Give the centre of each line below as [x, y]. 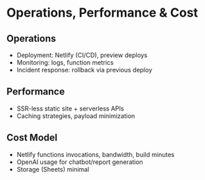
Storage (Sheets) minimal [53, 169]
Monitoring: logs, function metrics [65, 63]
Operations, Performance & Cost [102, 13]
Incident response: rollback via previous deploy [84, 70]
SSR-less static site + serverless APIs [70, 108]
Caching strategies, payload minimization [76, 115]
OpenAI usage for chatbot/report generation [80, 162]
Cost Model [32, 138]
